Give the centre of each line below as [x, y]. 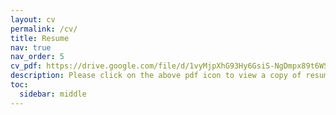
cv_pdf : [26, 66]
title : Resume [40, 38]
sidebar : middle [53, 94]
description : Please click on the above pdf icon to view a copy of [156, 76]
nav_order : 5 [37, 57]
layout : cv [33, 19]
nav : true [31, 47]
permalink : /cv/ [44, 29]
